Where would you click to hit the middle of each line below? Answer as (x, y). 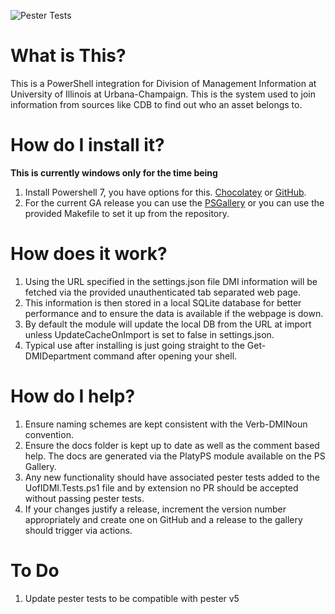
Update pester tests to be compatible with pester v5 (132, 598)
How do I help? (73, 396)
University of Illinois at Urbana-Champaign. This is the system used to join (163, 94)
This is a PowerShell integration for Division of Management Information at (163, 83)
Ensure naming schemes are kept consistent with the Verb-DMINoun (166, 424)
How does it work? (89, 254)
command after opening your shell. (165, 356)
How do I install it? (87, 145)
